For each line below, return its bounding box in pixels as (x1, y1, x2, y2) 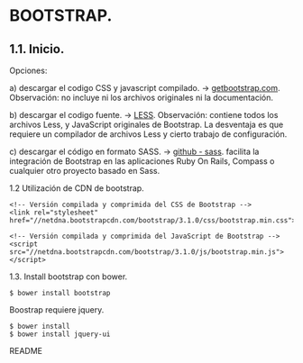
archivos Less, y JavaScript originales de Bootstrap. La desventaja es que (9, 119, 284, 130)
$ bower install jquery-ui (9, 330, 111, 339)
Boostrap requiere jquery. (9, 304, 105, 315)
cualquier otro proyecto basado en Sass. (9, 166, 161, 176)
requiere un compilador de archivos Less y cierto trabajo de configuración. (9, 129, 288, 140)
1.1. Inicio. (9, 41, 65, 57)
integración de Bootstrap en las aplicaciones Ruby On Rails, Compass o (9, 156, 275, 167)
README (9, 346, 43, 356)
